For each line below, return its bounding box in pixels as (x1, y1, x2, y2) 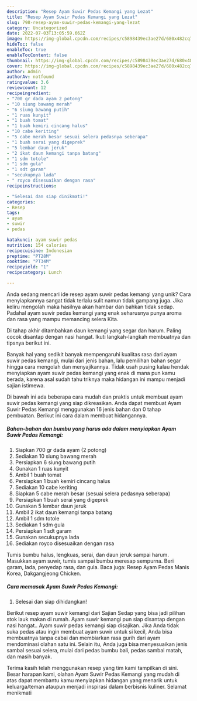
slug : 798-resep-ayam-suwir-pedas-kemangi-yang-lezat (6, 19, 141, 25)
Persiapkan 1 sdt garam (15, 527, 72, 534)
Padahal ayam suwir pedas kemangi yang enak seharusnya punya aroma (6, 309, 182, 317)
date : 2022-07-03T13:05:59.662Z (6, 30, 85, 36)
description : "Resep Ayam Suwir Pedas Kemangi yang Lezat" (6, 8, 154, 15)
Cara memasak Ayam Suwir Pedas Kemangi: (6, 583, 119, 590)
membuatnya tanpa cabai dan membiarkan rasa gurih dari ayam (6, 634, 161, 641)
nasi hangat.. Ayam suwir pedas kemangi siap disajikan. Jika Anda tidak (6, 622, 179, 629)
